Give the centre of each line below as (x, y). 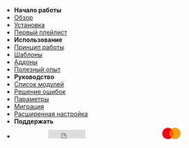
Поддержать (33, 121)
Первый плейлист (40, 32)
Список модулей (39, 84)
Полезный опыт (37, 69)
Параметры (31, 99)
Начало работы (37, 10)
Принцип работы (39, 47)
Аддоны (26, 62)
